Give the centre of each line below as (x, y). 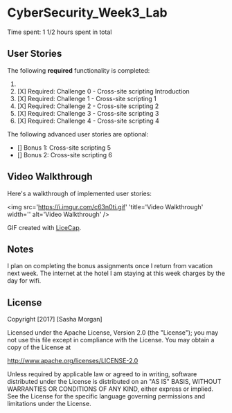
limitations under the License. (49, 404)
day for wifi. (24, 281)
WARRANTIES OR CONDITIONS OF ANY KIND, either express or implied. (110, 389)
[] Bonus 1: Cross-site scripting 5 (64, 148)
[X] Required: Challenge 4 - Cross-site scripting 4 (88, 121)
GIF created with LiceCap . (44, 227)
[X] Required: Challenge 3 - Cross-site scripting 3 (88, 113)
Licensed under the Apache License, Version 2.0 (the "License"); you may (113, 333)
